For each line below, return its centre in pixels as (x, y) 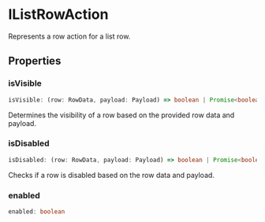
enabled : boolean (37, 211)
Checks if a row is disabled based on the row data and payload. (112, 175)
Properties (35, 61)
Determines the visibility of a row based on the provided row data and (121, 115)
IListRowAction (58, 15)
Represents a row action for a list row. (69, 36)
